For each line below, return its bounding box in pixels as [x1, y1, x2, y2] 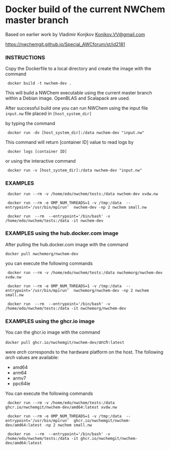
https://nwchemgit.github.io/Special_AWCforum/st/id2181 [5, 41, 126, 47]
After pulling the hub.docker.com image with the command [5, 241, 129, 247]
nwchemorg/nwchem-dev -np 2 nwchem [73, 288, 149, 293]
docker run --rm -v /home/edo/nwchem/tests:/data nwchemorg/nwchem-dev [7, 270, 163, 275]
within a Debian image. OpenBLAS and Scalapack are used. [5, 95, 130, 102]
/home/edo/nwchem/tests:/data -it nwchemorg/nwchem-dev [5, 306, 126, 311]
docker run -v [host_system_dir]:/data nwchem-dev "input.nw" [7, 168, 143, 173]
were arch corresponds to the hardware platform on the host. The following [5, 349, 164, 355]
